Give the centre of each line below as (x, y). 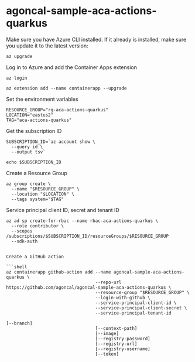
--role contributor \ (38, 226)
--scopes (22, 231)
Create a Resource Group (37, 173)
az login (17, 78)
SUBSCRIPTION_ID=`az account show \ (51, 142)
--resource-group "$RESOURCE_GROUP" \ (143, 292)
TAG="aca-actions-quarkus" (39, 120)
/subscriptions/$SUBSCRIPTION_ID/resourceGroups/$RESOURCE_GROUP (87, 236)
